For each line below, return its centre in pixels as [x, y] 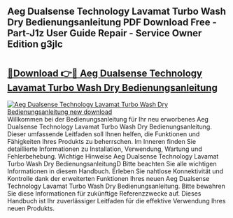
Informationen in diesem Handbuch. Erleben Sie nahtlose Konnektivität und [115, 171]
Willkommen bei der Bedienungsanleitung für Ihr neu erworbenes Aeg [108, 119]
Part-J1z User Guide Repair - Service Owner [105, 33]
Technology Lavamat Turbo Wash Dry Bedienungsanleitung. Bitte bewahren [116, 186]
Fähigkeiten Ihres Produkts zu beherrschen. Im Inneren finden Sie [102, 141]
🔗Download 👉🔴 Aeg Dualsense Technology [105, 73]
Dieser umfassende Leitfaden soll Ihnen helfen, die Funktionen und [104, 134]
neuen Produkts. [31, 208]
